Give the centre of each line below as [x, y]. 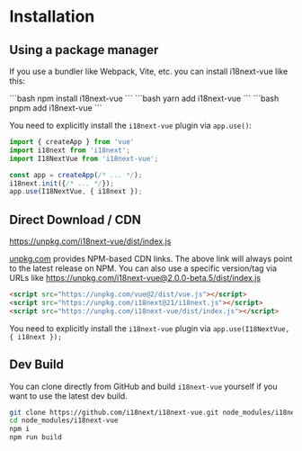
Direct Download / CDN [75, 219]
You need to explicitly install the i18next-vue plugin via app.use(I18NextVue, [150, 328]
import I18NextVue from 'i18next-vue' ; [84, 158]
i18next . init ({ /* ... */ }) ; [62, 183]
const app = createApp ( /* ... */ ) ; [76, 175]
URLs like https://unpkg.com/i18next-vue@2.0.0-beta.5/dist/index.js [135, 278]
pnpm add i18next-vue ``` [56, 108]
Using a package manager [84, 50]
